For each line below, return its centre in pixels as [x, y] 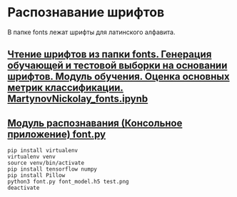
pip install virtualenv [43, 151]
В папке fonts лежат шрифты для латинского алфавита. [91, 32]
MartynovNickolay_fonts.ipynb [78, 99]
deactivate [24, 188]
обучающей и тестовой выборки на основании [117, 66]
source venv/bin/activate [46, 163]
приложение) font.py [56, 134]
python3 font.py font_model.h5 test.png [69, 182]
